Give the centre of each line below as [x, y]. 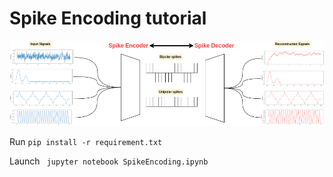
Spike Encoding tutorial [108, 18]
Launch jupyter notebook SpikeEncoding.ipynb [109, 161]
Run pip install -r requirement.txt [86, 141]
